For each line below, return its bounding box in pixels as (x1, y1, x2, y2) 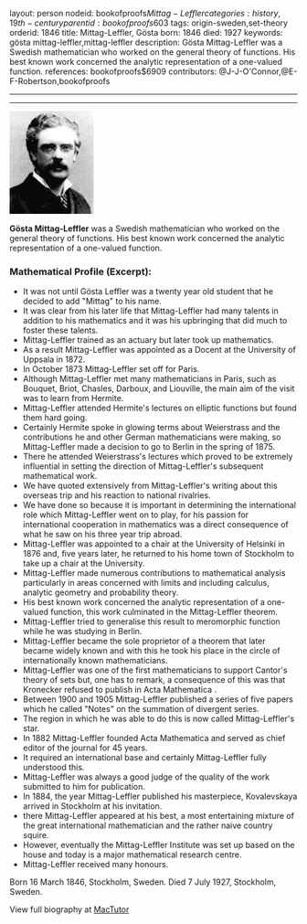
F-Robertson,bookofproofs (9, 76, 111, 86)
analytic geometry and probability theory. (22, 587, 179, 598)
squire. (22, 830, 49, 841)
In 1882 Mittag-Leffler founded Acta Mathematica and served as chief (22, 733, 286, 744)
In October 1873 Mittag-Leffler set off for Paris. (22, 364, 200, 375)
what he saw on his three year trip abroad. (22, 529, 183, 540)
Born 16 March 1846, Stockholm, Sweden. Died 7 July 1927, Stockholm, (9, 876, 277, 887)
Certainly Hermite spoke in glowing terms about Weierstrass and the (22, 422, 281, 433)
